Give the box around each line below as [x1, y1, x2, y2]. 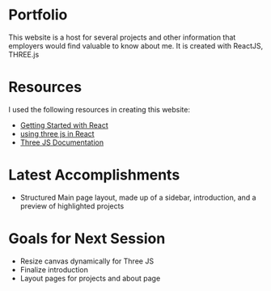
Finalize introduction [19, 264, 89, 274]
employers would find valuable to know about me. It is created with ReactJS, [8, 40, 264, 50]
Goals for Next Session [8, 230, 166, 247]
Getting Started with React [19, 120, 109, 130]
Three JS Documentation [19, 137, 104, 147]
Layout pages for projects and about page [19, 273, 161, 283]
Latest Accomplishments [8, 166, 180, 184]
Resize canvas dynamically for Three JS [19, 256, 155, 266]
